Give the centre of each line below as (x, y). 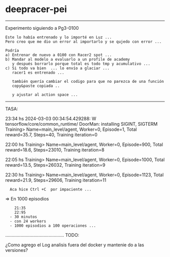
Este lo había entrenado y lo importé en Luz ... (59, 37)
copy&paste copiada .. (36, 86)
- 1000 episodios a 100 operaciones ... (53, 226)
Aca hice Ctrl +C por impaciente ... (51, 189)
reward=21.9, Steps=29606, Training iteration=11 (56, 180)
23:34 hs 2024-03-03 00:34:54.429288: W (51, 118)
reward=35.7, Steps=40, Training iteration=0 (51, 134)
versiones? (17, 250)
